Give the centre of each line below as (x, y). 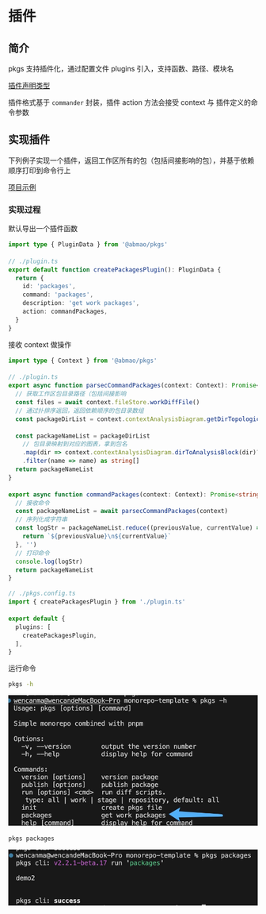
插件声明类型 (29, 85)
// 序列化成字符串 (42, 520)
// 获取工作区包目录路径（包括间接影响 (71, 394)
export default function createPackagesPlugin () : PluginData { (115, 270)
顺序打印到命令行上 (40, 170)
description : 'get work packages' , (81, 303)
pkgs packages (32, 839)
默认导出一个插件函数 (43, 229)
